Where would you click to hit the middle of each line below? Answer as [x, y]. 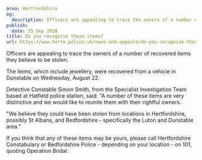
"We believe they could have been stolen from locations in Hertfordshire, [96, 114]
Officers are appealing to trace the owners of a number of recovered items [99, 53]
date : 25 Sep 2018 [35, 31]
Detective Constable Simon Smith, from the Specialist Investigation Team [96, 89]
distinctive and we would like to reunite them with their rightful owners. [94, 102]
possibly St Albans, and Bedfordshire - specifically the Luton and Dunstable [100, 120]
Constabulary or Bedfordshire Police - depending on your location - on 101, [99, 144]
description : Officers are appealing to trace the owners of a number [102, 20]
